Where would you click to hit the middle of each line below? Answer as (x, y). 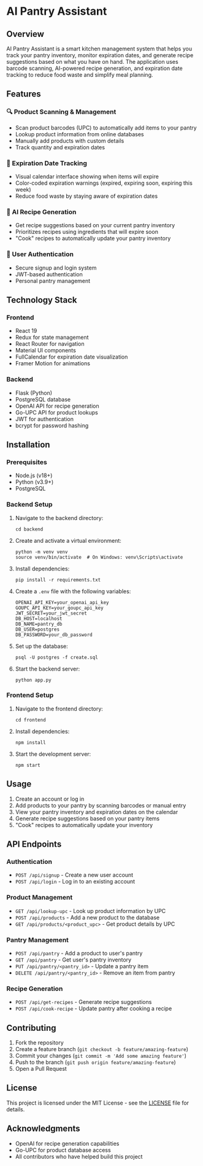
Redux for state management (52, 337)
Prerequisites (27, 462)
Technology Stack (42, 300)
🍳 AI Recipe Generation (41, 212)
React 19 (26, 331)
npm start (28, 765)
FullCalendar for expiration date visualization (71, 357)
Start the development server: (53, 754)
